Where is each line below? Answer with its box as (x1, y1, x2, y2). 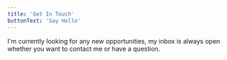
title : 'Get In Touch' (7, 10, 75, 18)
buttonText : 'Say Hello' (7, 17, 81, 24)
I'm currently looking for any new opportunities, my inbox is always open (7, 36, 221, 45)
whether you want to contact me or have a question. (7, 44, 161, 53)
